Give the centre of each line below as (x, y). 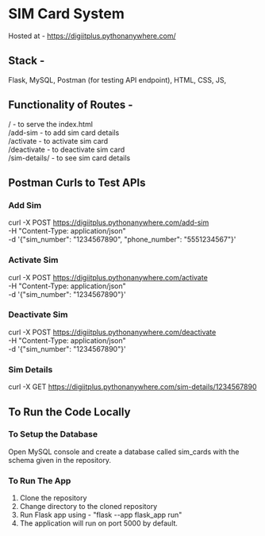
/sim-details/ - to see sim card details (69, 158)
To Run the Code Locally (69, 412)
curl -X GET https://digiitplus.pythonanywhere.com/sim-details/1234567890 (132, 387)
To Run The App (40, 480)
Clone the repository (53, 498)
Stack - (27, 61)
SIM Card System (66, 14)
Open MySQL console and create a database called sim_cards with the (124, 451)
